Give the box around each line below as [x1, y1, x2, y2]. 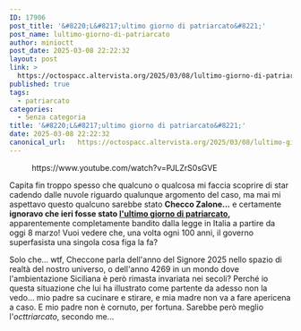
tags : [9, 88, 30, 97]
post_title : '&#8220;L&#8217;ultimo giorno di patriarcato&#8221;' [9, 21, 267, 30]
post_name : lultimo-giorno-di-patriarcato [9, 30, 170, 38]
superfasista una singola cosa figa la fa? [9, 236, 159, 247]
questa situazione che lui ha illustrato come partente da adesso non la [9, 283, 268, 293]
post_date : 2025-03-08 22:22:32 [9, 47, 130, 55]
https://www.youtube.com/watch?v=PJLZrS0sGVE [31, 162, 218, 173]
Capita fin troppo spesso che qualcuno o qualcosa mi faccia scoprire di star [9, 180, 289, 191]
